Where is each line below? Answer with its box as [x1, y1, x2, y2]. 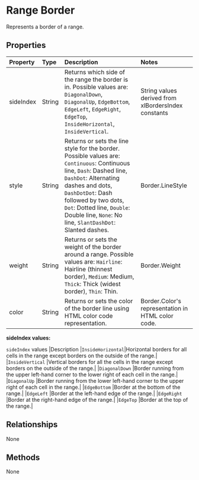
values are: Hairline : [64, 257, 123, 265]
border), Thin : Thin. [64, 287, 118, 295]
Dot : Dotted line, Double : [64, 203, 130, 212]
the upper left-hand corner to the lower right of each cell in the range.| [6, 371, 178, 378]
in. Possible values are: [64, 82, 129, 91]
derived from [140, 94, 176, 102]
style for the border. [64, 144, 120, 152]
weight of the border [64, 242, 121, 251]
